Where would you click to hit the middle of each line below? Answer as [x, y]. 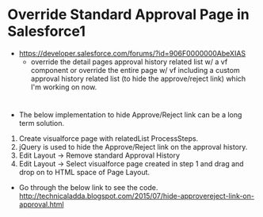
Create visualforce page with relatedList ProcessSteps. [109, 139]
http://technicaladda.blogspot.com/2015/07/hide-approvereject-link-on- [137, 196]
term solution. [42, 124]
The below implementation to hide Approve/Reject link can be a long [130, 115]
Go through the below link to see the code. [88, 188]
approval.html [41, 204]
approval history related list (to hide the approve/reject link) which [138, 78]
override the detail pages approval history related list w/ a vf [129, 62]
